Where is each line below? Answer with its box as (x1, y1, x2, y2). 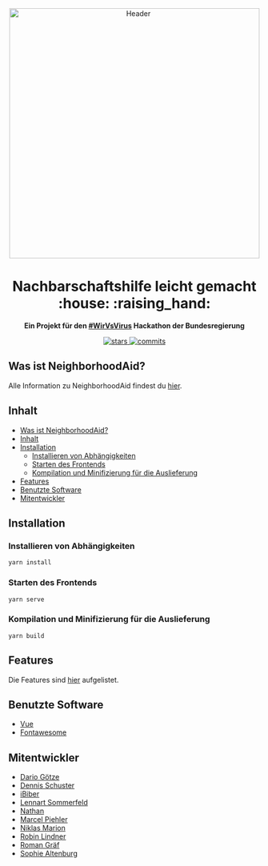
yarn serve (8, 595, 45, 603)
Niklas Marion (19, 824, 66, 833)
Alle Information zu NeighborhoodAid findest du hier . (8, 380, 182, 391)
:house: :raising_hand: (58, 295, 211, 313)
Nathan (19, 806, 45, 816)
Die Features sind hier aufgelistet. (8, 675, 119, 684)
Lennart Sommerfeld (19, 798, 88, 808)
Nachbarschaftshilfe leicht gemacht (11, 278, 258, 295)
